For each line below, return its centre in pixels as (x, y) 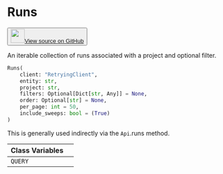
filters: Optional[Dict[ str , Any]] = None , (84, 94)
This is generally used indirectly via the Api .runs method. (89, 133)
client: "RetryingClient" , (59, 74)
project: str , (40, 88)
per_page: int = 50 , (49, 107)
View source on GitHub (55, 41)
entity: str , (39, 81)
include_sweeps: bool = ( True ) (65, 113)
